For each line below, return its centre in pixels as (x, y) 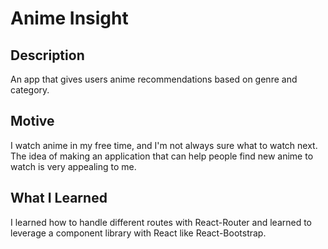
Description (47, 55)
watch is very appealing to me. (73, 166)
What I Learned (59, 198)
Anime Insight (69, 18)
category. (30, 90)
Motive (32, 121)
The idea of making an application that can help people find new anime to (162, 156)
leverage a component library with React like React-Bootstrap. (138, 233)
